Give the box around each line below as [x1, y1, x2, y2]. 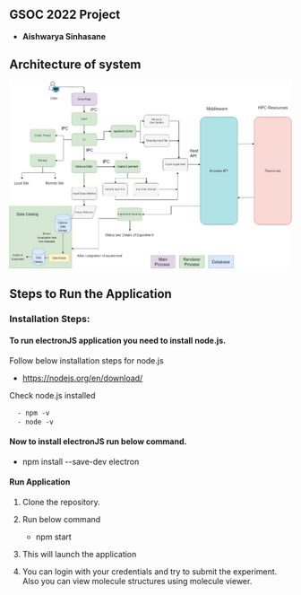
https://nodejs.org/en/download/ [21, 372, 143, 383]
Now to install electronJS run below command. [9, 436, 187, 447]
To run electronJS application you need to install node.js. [9, 336, 227, 346]
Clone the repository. [21, 497, 100, 508]
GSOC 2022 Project [9, 7, 121, 22]
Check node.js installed [9, 389, 96, 400]
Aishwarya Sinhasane [21, 31, 106, 41]
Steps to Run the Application [9, 286, 172, 302]
